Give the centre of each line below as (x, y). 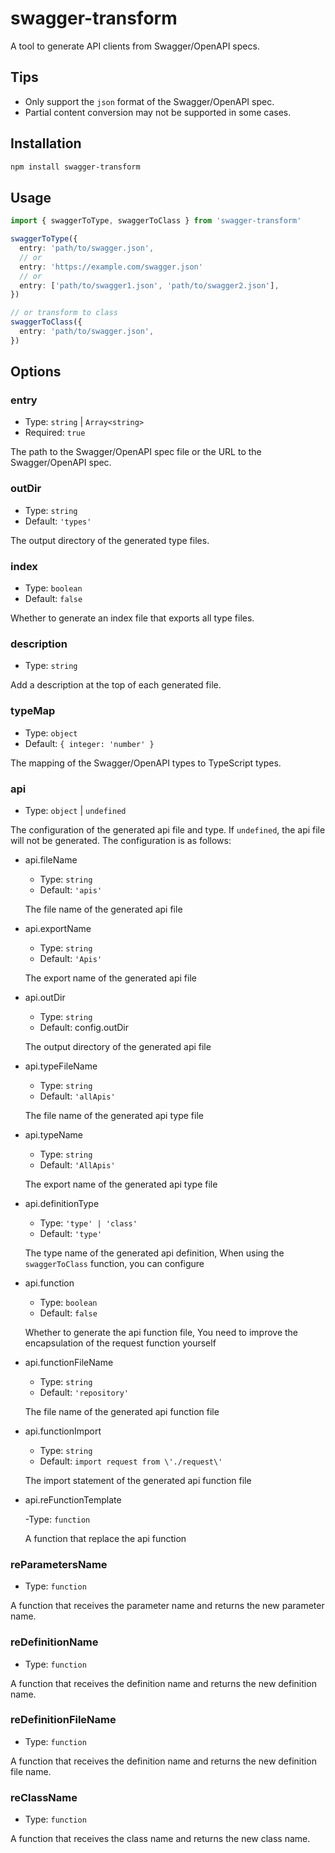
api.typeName (53, 1134)
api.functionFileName (69, 1362)
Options (36, 372)
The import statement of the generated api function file (138, 1480)
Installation (46, 143)
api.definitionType (62, 1203)
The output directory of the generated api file (118, 1046)
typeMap (33, 711)
